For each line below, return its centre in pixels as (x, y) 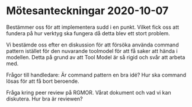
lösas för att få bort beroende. (43, 81)
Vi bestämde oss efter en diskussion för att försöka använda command (92, 45)
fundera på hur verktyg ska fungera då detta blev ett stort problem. (88, 33)
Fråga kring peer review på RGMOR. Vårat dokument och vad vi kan (89, 92)
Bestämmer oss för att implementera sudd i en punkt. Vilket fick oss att (93, 27)
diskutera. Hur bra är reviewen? (44, 99)
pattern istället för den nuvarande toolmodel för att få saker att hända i (92, 51)
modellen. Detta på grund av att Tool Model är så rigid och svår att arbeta (96, 57)
